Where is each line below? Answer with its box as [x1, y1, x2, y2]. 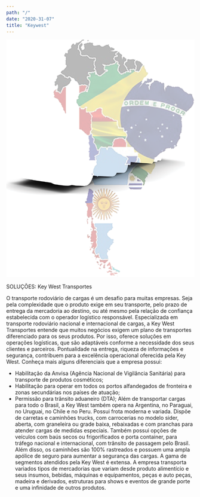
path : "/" [6, 10, 31, 16]
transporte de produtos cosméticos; [14, 376, 104, 383]
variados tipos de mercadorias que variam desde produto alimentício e [14, 465, 189, 472]
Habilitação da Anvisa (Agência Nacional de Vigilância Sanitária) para [14, 370, 186, 377]
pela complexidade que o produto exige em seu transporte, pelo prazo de [6, 301, 187, 308]
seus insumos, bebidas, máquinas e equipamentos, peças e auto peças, [14, 471, 192, 478]
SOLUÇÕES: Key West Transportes [6, 283, 93, 290]
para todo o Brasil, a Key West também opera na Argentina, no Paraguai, [14, 401, 193, 409]
